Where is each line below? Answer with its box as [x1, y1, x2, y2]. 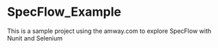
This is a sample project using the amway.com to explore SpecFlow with [7, 27, 212, 35]
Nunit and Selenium [7, 34, 63, 42]
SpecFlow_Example [7, 4, 122, 20]
